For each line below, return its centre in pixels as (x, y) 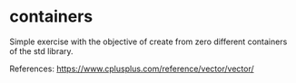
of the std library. (42, 51)
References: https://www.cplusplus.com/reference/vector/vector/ (132, 69)
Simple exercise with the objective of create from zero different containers (148, 41)
